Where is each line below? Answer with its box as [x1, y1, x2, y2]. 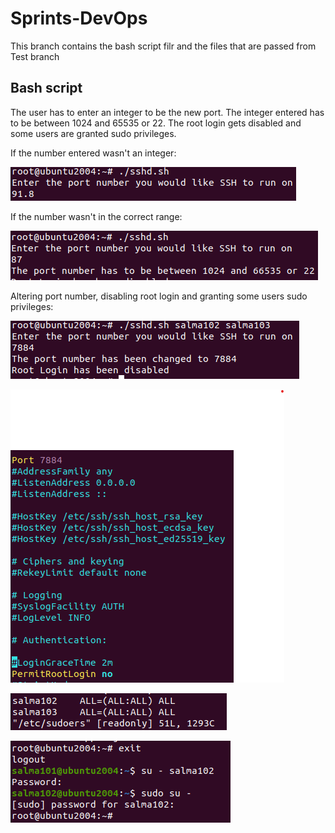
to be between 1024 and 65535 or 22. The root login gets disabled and [10, 117, 302, 129]
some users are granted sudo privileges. [10, 127, 177, 139]
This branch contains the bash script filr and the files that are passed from [10, 40, 317, 52]
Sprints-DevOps [10, 7, 148, 30]
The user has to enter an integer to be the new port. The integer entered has [10, 106, 325, 118]
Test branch [10, 50, 60, 62]
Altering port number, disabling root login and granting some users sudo [10, 290, 308, 302]
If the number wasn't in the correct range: [10, 210, 183, 222]
